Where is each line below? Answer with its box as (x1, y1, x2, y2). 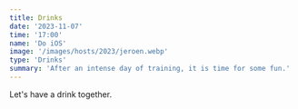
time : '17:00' (9, 30, 64, 39)
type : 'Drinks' (9, 55, 67, 64)
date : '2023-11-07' (9, 22, 84, 31)
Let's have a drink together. (9, 88, 112, 100)
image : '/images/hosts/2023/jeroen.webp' (9, 47, 169, 56)
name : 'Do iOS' (9, 38, 67, 48)
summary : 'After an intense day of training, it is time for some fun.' (9, 64, 291, 74)
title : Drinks (9, 13, 64, 23)
